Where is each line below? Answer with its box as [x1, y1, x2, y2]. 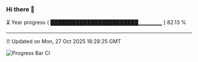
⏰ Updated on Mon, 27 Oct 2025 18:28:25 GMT [6, 38, 121, 45]
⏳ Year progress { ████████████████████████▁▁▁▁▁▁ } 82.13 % [6, 19, 187, 26]
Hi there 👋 [6, 5, 35, 13]
